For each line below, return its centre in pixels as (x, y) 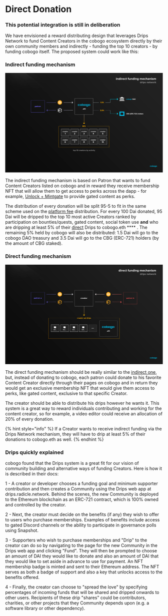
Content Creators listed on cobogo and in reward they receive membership (82, 186)
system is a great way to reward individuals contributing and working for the (83, 408)
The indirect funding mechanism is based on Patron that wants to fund (78, 181)
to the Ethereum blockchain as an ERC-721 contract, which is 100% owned (82, 499)
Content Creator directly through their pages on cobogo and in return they (81, 383)
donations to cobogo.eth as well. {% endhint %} (54, 439)
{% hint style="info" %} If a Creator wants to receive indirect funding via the (83, 428)
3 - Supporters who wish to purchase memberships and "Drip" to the (76, 540)
